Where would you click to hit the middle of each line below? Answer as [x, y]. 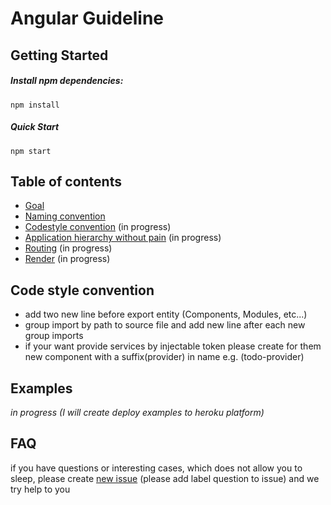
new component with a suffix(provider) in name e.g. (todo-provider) [164, 357]
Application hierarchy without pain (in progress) [123, 238]
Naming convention [65, 216]
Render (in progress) [67, 259]
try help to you [40, 489]
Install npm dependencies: [67, 81]
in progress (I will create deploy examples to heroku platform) [137, 412]
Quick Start [35, 127]
